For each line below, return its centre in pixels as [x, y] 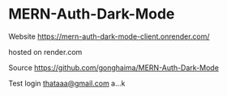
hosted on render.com [45, 52]
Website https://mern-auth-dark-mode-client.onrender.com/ [109, 36]
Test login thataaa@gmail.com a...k [67, 83]
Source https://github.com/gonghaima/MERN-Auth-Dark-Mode [113, 67]
